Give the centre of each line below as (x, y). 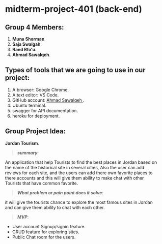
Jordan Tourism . (22, 143)
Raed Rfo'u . (24, 49)
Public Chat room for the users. (44, 237)
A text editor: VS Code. (35, 95)
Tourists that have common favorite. (42, 183)
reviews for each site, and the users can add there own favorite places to (79, 173)
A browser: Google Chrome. (40, 90)
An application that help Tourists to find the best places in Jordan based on (81, 162)
